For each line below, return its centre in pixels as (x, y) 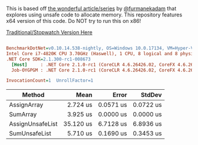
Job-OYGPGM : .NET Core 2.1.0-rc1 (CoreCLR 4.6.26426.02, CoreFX (93, 70)
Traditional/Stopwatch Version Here (49, 32)
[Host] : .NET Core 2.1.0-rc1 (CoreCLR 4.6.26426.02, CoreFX (93, 65)
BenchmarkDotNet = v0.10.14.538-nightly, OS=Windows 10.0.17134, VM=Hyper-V (100, 48)
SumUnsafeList (30, 133)
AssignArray (26, 105)
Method (33, 95)
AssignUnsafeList (33, 124)
